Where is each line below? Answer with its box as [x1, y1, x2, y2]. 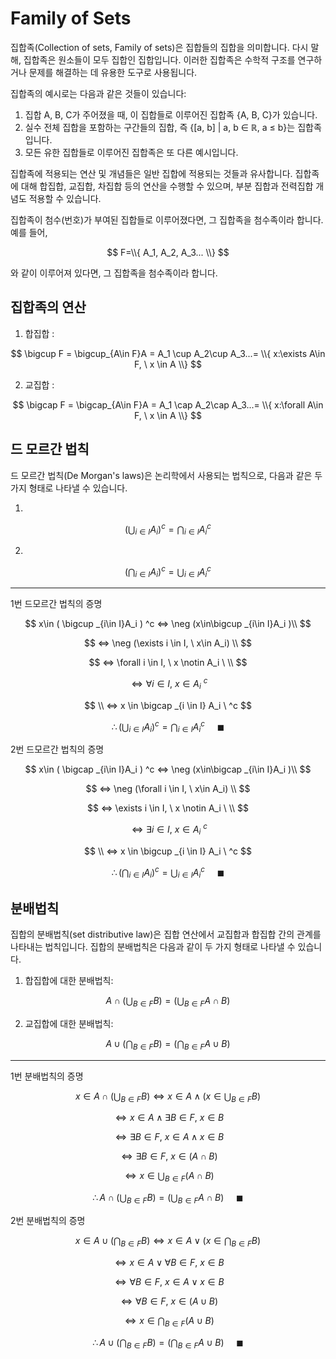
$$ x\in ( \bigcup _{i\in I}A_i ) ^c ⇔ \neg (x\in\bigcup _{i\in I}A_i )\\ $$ [24, 618, 312, 630]
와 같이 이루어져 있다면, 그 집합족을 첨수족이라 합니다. [10, 267, 218, 279]
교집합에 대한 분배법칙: [24, 1017, 114, 1029]
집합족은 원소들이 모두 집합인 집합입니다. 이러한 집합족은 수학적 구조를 [23, 53, 296, 66]
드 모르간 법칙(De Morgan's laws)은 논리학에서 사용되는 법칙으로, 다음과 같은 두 [10, 469, 323, 481]
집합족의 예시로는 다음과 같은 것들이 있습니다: [10, 87, 187, 99]
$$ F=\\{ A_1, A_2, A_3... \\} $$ [106, 246, 230, 258]
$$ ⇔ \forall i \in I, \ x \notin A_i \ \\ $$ [88, 657, 248, 669]
